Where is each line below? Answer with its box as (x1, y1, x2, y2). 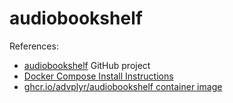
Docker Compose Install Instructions (23, 70, 174, 82)
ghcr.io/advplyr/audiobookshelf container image (23, 80, 223, 92)
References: (9, 40, 59, 52)
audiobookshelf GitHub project (23, 59, 151, 71)
